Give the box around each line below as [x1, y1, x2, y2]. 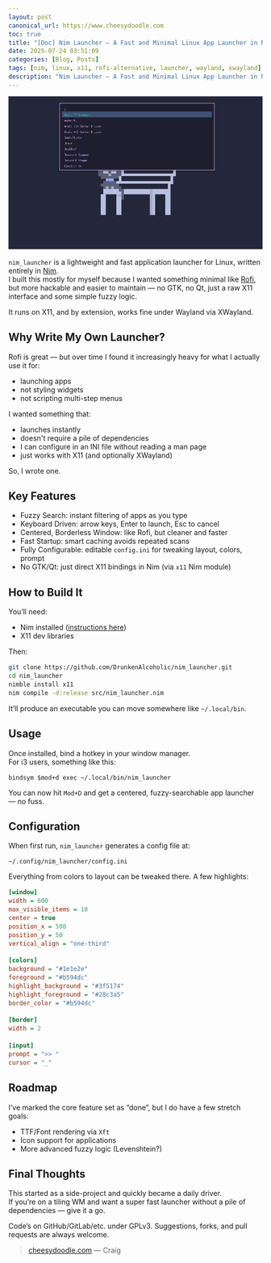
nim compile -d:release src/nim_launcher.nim [8, 688, 164, 697]
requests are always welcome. [8, 1230, 110, 1240]
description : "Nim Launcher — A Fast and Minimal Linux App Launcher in [8, 73, 258, 81]
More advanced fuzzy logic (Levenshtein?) [19, 1144, 163, 1153]
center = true [8, 914, 56, 922]
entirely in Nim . [8, 266, 59, 275]
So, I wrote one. [8, 466, 61, 475]
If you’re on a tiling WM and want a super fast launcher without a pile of [8, 1197, 246, 1207]
